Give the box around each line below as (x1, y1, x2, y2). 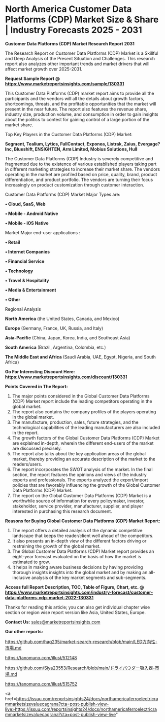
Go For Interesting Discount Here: (5, 368, 75, 374)
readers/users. (12, 461, 42, 467)
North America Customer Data (5, 3, 132, 15)
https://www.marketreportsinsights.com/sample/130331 (5, 80, 125, 87)
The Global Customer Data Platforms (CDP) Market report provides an (12, 548, 154, 554)
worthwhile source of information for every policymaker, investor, (12, 498, 145, 504)
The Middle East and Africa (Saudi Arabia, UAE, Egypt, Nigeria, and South (5, 354, 156, 360)
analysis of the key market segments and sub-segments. (31, 575, 147, 580)
